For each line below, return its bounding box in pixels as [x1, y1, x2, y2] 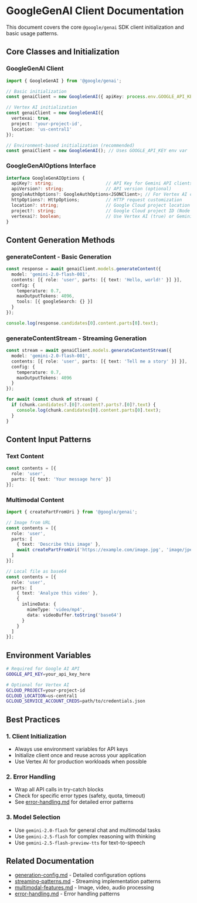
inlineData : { [21, 601, 57, 607]
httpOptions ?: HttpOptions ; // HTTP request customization [11, 197, 182, 203]
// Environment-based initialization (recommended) [6, 142, 135, 148]
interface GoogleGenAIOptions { [6, 175, 85, 181]
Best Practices [6, 714, 60, 724]
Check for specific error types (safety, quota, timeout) [14, 792, 145, 800]
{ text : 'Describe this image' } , [16, 542, 101, 548]
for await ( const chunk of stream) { [6, 397, 98, 402]
